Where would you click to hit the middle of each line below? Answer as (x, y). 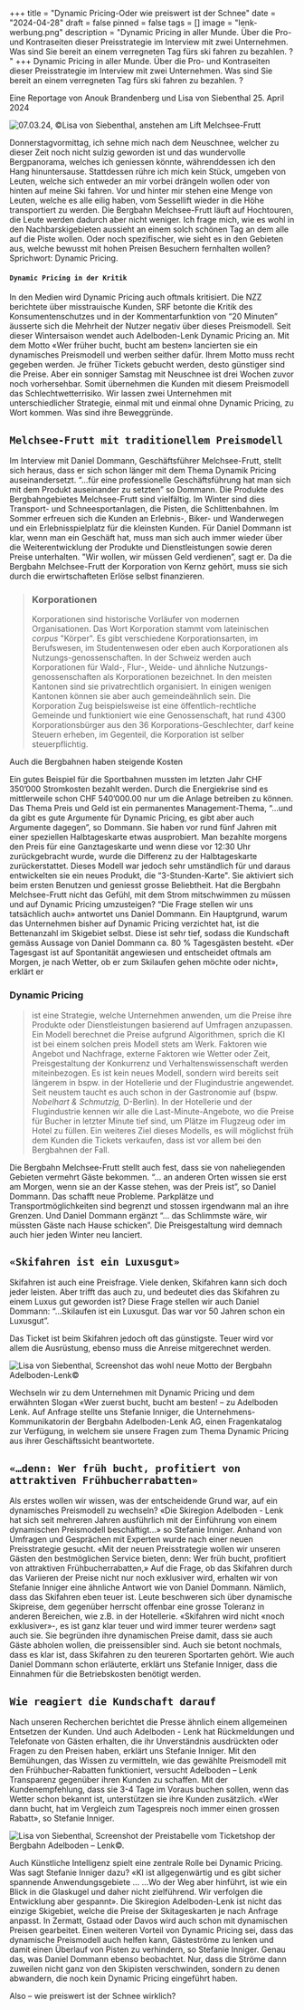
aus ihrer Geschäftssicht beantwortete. (82, 1441)
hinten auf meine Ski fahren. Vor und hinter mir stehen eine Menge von (141, 191)
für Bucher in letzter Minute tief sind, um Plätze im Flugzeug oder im (159, 1121)
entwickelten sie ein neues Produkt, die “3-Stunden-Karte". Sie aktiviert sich (152, 876)
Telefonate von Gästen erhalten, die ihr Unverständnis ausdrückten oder (144, 1741)
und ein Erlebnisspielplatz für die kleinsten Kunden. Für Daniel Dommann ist (151, 528)
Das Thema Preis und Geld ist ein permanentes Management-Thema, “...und (151, 809)
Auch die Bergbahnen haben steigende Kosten (96, 762)
